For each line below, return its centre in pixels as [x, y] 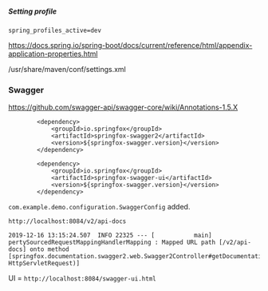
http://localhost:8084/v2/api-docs [67, 221]
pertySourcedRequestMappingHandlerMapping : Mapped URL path [112, 243]
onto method [49, 249]
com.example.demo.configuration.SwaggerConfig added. [99, 207]
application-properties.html [53, 54]
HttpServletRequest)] [44, 264]
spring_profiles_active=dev [55, 30]
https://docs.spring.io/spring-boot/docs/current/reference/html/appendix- [130, 45]
